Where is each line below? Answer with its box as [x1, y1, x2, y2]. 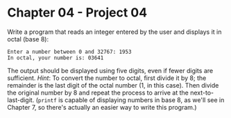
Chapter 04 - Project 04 [7, 5, 148, 21]
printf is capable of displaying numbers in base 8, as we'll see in [37, 95, 225, 104]
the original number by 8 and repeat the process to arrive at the [7, 88, 189, 97]
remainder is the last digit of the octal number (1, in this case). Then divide [7, 81, 219, 89]
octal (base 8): [7, 35, 49, 43]
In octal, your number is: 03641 [7, 54, 104, 61]
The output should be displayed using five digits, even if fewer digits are [7, 66, 214, 75]
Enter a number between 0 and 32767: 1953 [7, 48, 132, 55]
